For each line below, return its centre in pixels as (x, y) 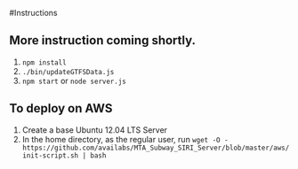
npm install (44, 62)
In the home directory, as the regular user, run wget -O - (125, 139)
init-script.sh (50, 155)
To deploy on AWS (61, 108)
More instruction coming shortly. (103, 40)
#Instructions (33, 13)
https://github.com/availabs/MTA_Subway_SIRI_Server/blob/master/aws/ (156, 148)
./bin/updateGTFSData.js (68, 72)
